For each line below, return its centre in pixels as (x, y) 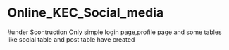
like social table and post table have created (71, 39)
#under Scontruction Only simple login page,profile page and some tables (114, 32)
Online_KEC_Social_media (86, 13)
